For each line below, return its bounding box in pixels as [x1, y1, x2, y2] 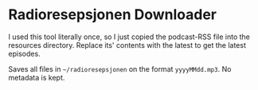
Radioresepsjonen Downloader [8, 6, 217, 24]
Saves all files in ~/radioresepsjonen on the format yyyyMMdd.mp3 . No [8, 64, 232, 73]
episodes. [8, 49, 41, 58]
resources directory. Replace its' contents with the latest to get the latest [8, 40, 247, 49]
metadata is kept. [8, 72, 65, 82]
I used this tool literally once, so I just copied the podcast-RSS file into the [8, 32, 251, 41]
